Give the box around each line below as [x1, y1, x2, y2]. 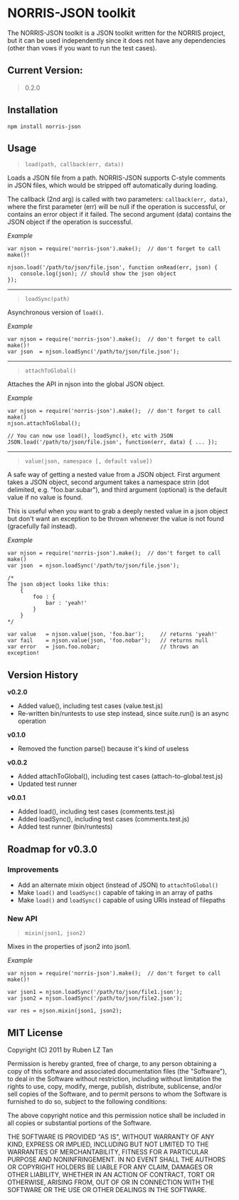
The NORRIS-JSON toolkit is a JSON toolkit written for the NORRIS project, [7, 29, 225, 37]
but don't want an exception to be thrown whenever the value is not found [7, 515, 224, 523]
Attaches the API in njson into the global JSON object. [7, 380, 165, 389]
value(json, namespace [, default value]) [24, 458, 153, 465]
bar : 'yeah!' [45, 600, 87, 607]
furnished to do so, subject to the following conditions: [7, 1097, 167, 1106]
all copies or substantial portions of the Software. [7, 1118, 152, 1127]
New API [7, 913, 38, 923]
